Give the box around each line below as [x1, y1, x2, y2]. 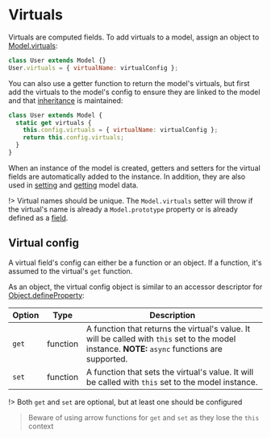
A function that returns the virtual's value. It [85, 323, 251, 334]
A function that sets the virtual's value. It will [85, 366, 254, 378]
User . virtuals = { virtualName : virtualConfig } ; [8, 64, 179, 72]
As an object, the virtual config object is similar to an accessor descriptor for [8, 282, 263, 291]
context [27, 421, 54, 431]
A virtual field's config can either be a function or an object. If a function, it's [8, 258, 262, 267]
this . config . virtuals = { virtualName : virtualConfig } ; [23, 126, 219, 134]
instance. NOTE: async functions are [85, 343, 223, 354]
